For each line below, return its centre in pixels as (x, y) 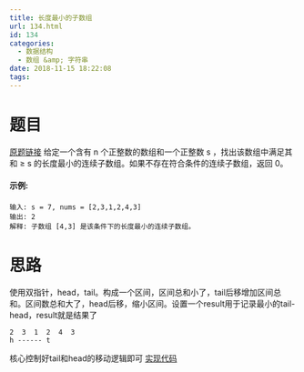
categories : (32, 43)
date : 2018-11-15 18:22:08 (61, 69)
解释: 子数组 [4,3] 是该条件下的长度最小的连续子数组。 (102, 226)
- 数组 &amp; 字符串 (53, 60)
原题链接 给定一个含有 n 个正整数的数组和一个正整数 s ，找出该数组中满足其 (151, 152)
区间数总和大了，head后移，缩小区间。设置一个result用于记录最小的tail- (160, 303)
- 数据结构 (35, 52)
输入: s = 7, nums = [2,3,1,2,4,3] (76, 207)
